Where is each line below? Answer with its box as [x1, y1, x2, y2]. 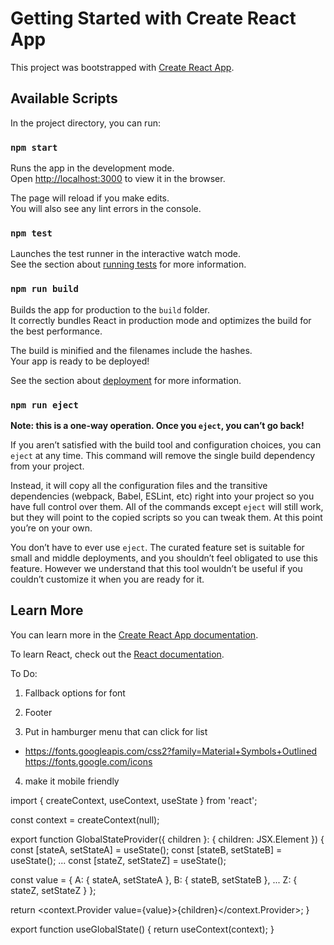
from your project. [10, 460, 85, 472]
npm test [10, 227, 53, 239]
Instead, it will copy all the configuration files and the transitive [10, 479, 268, 491]
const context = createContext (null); [10, 813, 160, 826]
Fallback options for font [24, 687, 126, 699]
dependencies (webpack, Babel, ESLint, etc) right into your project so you [10, 490, 315, 502]
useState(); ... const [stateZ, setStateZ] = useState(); [10, 854, 227, 866]
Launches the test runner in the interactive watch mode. [10, 248, 242, 260]
